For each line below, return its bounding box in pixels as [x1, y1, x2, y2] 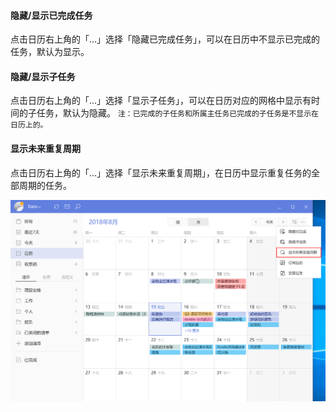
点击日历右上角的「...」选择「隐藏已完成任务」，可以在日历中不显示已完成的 [10, 33, 321, 45]
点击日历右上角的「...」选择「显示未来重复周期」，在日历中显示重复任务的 [10, 166, 312, 179]
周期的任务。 [18, 179, 72, 191]
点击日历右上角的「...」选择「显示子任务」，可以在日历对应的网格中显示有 [10, 95, 312, 107]
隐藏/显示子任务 [10, 70, 76, 82]
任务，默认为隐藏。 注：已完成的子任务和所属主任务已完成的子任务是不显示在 [36, 107, 319, 119]
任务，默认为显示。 [10, 46, 90, 58]
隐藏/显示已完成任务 [10, 9, 93, 21]
